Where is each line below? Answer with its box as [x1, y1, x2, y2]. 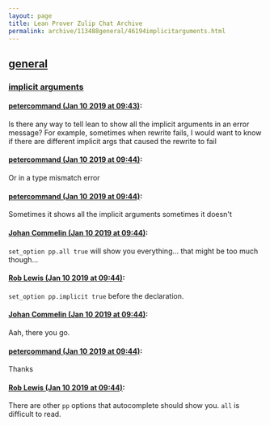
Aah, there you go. [8, 327, 70, 337]
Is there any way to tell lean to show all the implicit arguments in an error [8, 119, 250, 129]
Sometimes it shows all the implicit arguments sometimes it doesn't [8, 210, 233, 219]
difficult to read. [8, 410, 62, 419]
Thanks [8, 364, 34, 374]
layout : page [8, 11, 53, 20]
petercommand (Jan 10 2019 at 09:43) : [8, 101, 143, 111]
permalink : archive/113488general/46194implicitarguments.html [8, 27, 226, 35]
